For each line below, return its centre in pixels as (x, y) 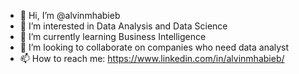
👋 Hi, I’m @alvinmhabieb (70, 15)
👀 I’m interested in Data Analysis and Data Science (123, 26)
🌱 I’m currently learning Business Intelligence (113, 36)
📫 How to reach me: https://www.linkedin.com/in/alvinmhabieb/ (152, 58)
